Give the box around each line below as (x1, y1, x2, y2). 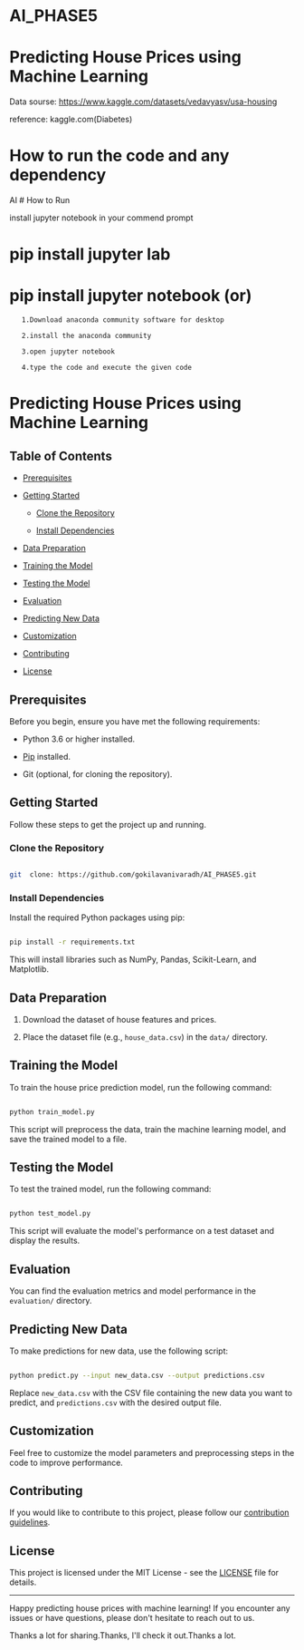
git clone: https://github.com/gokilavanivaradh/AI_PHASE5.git (9, 870, 257, 879)
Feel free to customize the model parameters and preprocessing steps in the (9, 1447, 295, 1458)
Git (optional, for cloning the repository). (22, 769, 173, 780)
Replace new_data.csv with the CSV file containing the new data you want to (9, 1387, 292, 1398)
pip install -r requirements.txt (9, 937, 136, 947)
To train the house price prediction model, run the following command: (9, 1082, 272, 1092)
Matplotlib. (9, 964, 50, 975)
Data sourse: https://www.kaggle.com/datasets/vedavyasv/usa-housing (9, 96, 278, 107)
